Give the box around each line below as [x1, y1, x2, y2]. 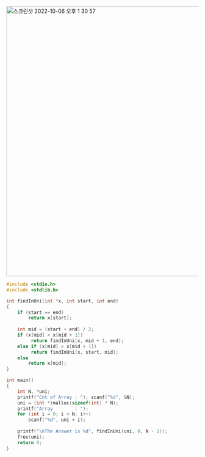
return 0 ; [17, 439, 43, 445]
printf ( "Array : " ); [17, 406, 88, 412]
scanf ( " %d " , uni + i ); [28, 417, 86, 423]
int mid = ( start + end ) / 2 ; [17, 326, 95, 332]
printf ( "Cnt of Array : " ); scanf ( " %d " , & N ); [17, 394, 135, 400]
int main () [6, 377, 34, 384]
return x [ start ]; [28, 315, 72, 321]
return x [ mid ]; [28, 360, 67, 367]
